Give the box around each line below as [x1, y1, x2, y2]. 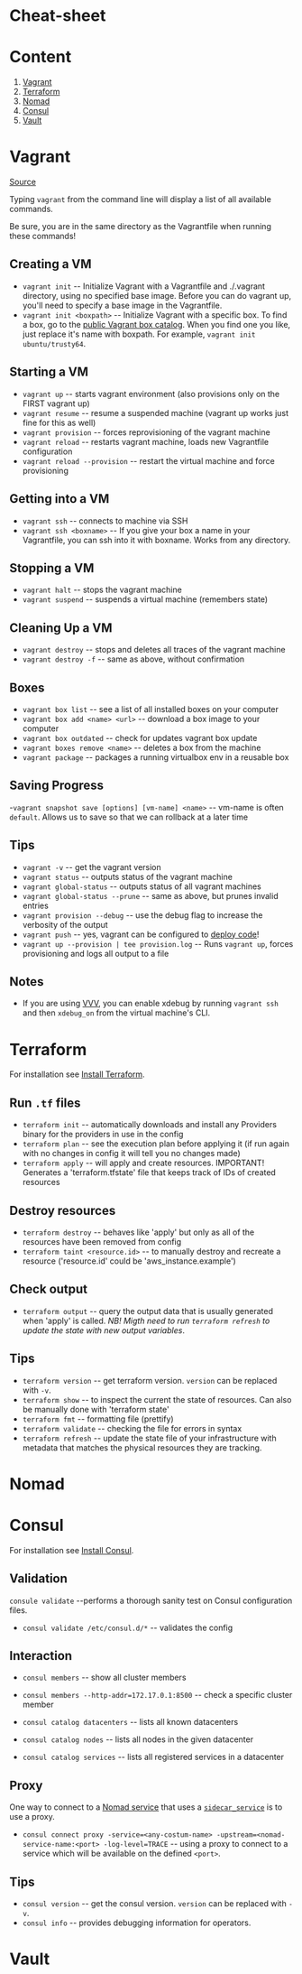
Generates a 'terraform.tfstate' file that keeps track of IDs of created [22, 1167, 277, 1178]
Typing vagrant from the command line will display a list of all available [9, 194, 272, 205]
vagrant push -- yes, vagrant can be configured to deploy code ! [22, 929, 260, 940]
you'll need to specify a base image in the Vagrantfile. [22, 300, 223, 310]
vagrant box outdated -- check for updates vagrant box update [22, 732, 258, 743]
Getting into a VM [9, 491, 110, 506]
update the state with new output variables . [22, 1324, 185, 1336]
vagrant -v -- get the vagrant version [22, 861, 162, 872]
